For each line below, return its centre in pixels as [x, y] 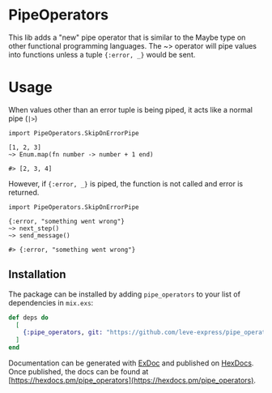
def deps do [28, 318]
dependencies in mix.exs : [51, 302]
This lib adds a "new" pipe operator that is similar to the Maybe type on [127, 37]
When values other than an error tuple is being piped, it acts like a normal [131, 109]
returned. [24, 192]
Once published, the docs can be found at [79, 372]
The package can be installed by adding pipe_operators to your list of [125, 294]
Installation [37, 274]
